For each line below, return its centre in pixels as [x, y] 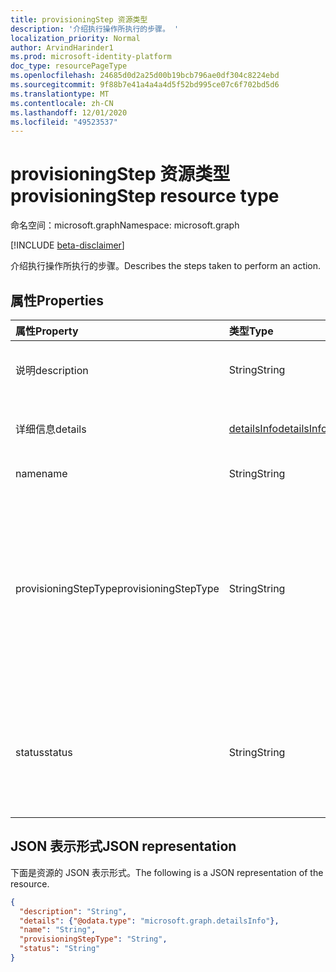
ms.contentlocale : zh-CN [62, 103]
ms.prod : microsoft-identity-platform [91, 57]
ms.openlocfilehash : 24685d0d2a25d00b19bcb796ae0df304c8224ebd [145, 76]
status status [44, 752]
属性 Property [47, 331]
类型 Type [251, 331]
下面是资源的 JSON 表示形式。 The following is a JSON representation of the [167, 872]
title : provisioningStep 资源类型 [79, 19]
